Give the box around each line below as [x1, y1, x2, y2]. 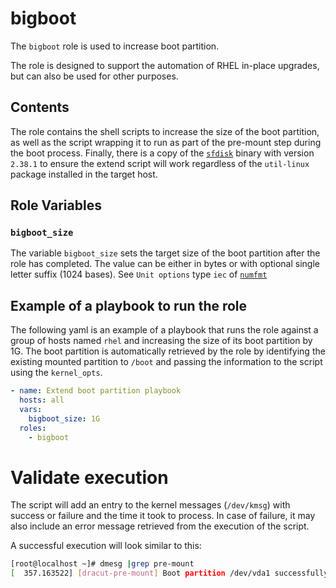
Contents [10, 99, 70, 116]
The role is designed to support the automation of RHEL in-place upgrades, [10, 59, 320, 71]
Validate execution [10, 466, 169, 489]
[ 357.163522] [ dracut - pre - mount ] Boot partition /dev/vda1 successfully [10, 568, 329, 579]
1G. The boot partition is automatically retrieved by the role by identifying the [10, 345, 326, 357]
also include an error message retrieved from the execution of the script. [10, 520, 310, 532]
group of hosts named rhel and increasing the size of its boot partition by [10, 335, 313, 347]
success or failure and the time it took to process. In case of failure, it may [10, 510, 316, 522]
